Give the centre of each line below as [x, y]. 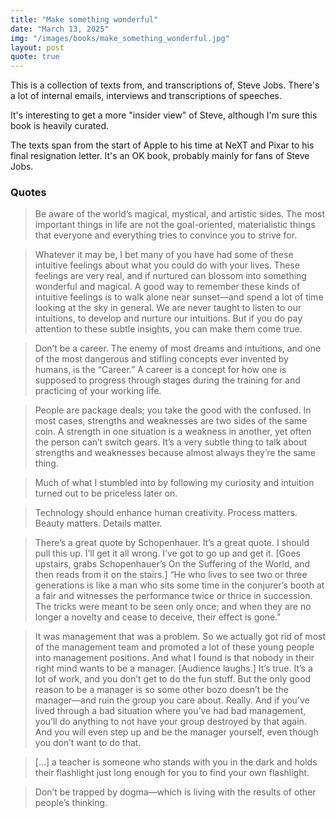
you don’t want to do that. [88, 743]
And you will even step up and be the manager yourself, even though [176, 732]
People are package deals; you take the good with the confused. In [173, 410]
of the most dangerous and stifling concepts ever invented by [161, 359]
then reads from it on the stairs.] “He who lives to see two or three [171, 575]
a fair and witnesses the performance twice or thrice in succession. [173, 596]
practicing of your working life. [98, 391]
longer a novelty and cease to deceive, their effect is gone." [158, 617]
